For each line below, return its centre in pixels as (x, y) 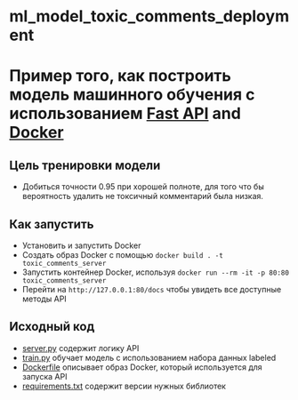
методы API (44, 299)
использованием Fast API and (125, 114)
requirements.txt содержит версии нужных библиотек (124, 386)
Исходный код (52, 327)
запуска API (44, 376)
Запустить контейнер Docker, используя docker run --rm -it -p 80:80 (155, 272)
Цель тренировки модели (85, 165)
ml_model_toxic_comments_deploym (149, 16)
